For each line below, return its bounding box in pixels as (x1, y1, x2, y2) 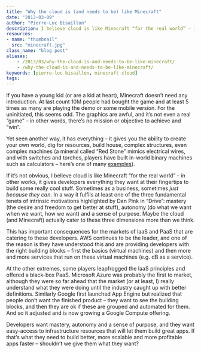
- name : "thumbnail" (6, 36, 58, 42)
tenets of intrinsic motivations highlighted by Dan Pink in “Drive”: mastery (6, 198, 187, 205)
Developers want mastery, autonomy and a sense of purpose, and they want (6, 321, 194, 329)
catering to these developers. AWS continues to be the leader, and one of (6, 234, 187, 242)
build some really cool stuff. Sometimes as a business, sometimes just (6, 185, 179, 192)
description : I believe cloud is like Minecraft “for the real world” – (6, 25, 191, 32)
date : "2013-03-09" (6, 14, 55, 20)
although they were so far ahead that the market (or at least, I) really (6, 278, 175, 285)
